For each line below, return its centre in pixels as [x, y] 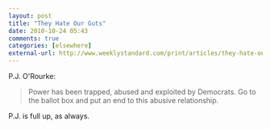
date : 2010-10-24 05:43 [48, 31]
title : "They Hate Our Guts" [57, 23]
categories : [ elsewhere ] [50, 46]
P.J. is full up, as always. [49, 116]
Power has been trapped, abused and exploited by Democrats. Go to [142, 92]
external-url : [32, 53]
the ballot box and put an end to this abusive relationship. [123, 100]
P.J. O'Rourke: [32, 76]
